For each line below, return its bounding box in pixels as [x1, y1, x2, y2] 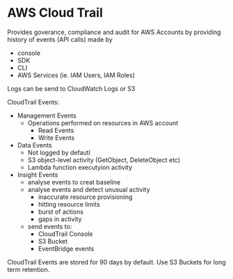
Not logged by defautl [27, 148, 90, 157]
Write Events [38, 134, 75, 142]
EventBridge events [38, 244, 95, 253]
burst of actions [38, 207, 83, 216]
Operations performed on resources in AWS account [27, 118, 179, 127]
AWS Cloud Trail [7, 5, 103, 21]
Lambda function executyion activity [27, 163, 133, 171]
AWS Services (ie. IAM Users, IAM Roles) [17, 71, 136, 79]
